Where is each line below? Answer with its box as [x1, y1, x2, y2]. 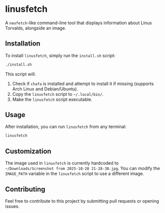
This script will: [5, 71, 36, 77]
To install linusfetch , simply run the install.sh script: [5, 52, 116, 58]
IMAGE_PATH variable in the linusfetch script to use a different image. [5, 170, 144, 176]
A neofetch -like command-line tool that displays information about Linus [5, 20, 152, 26]
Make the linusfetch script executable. [12, 96, 92, 102]
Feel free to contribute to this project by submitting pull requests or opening [5, 198, 160, 204]
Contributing [5, 185, 45, 193]
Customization [5, 147, 52, 155]
